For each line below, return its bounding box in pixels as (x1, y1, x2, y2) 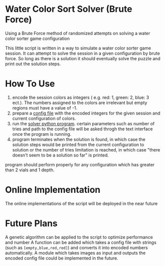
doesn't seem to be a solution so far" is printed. (12, 152, 109, 158)
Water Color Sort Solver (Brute (5, 3, 132, 15)
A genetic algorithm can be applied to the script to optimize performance (5, 234, 153, 240)
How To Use (5, 78, 55, 89)
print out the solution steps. (5, 61, 61, 67)
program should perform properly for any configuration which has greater (5, 161, 155, 167)
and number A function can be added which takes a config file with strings (5, 239, 157, 245)
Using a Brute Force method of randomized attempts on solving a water (5, 30, 150, 36)
